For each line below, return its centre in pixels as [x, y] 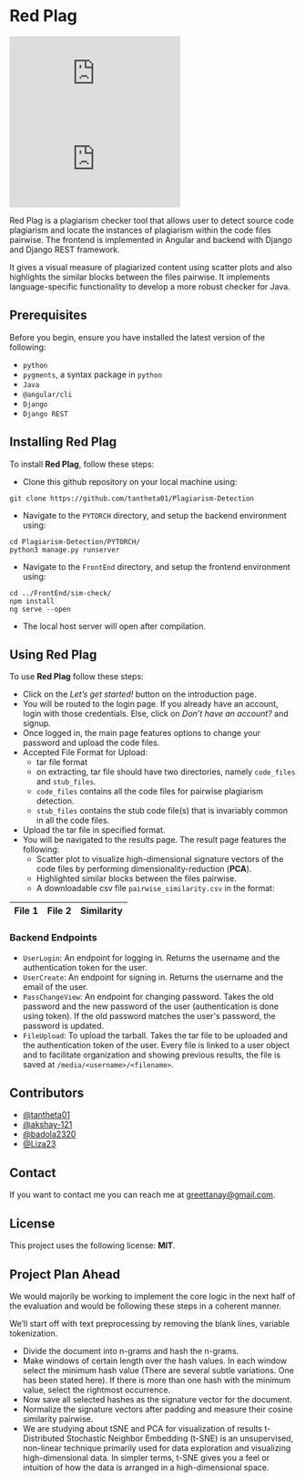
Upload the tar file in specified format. [94, 830]
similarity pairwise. [58, 1419]
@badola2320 [49, 1134]
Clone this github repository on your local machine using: [130, 481]
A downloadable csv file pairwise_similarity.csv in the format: [155, 888]
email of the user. [55, 986]
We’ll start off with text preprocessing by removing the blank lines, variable [150, 1323]
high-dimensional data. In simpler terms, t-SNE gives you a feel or [146, 1457]
